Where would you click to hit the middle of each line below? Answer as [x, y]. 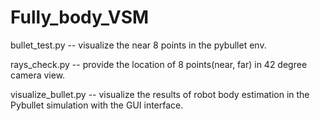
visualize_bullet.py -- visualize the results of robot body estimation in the [160, 94]
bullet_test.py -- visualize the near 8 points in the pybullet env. [138, 45]
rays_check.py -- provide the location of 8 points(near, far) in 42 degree [159, 64]
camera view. [38, 75]
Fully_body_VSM [80, 17]
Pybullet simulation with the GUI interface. [97, 105]
